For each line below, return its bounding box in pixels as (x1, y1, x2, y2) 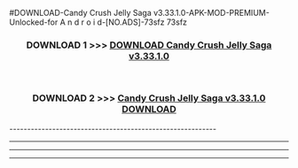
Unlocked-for (9, 17, 59, 27)
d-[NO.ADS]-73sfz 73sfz (97, 17, 188, 27)
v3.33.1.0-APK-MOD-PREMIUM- (153, 8, 271, 18)
